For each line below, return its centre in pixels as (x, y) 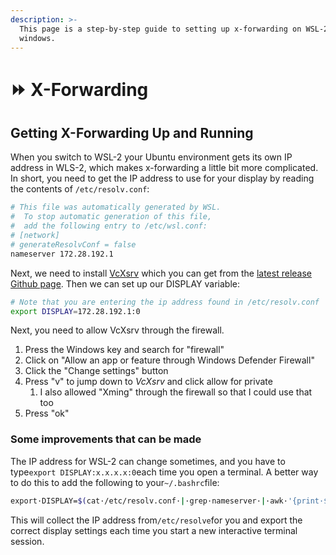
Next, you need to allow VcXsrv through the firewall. (117, 330)
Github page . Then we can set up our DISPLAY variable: (125, 283)
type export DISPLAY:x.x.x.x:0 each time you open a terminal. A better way (164, 472)
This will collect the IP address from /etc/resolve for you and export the (156, 520)
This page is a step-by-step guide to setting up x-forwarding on (160, 29)
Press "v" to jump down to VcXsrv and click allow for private (148, 382)
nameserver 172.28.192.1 (62, 254)
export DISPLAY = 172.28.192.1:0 (75, 311)
